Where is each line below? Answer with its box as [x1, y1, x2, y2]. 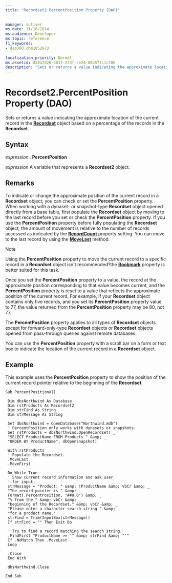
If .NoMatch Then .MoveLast [7, 537, 68, 542]
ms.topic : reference [5, 36, 50, 42]
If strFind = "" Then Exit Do [7, 519, 72, 525]
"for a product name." [7, 511, 56, 516]
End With [7, 555, 27, 560]
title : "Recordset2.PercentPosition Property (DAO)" [5, 7, 120, 13]
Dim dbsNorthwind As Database [7, 398, 72, 404]
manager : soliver [5, 22, 42, 27]
